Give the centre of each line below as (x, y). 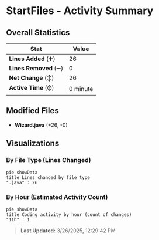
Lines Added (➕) (32, 59)
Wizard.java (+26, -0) (41, 125)
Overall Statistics (38, 33)
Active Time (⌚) (32, 88)
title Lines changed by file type (48, 177)
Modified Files (33, 111)
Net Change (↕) (32, 78)
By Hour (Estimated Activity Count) (57, 197)
